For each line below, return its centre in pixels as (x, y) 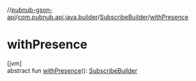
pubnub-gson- (32, 10)
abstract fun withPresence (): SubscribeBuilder (72, 70)
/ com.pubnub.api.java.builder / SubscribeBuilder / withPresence (102, 17)
